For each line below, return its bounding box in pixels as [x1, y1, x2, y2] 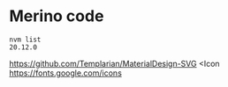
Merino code [9, 6, 104, 26]
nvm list [9, 35, 42, 44]
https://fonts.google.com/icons [9, 68, 122, 78]
